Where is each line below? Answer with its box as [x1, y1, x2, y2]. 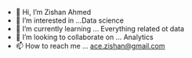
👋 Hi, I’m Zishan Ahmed [15, 8, 92, 16]
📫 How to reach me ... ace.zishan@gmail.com [15, 42, 166, 50]
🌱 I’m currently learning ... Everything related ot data [15, 24, 185, 33]
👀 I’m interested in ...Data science [15, 16, 124, 25]
